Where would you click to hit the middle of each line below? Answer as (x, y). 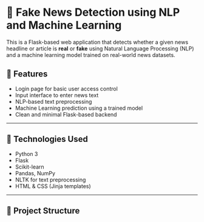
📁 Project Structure (43, 211)
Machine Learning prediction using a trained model (79, 108)
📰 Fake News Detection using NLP (93, 12)
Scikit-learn (29, 167)
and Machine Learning (64, 25)
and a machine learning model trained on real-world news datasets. (91, 55)
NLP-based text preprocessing (53, 101)
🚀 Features (27, 74)
